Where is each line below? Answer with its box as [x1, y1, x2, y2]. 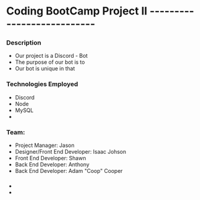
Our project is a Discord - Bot [14, 52, 88, 60]
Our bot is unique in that [14, 65, 75, 72]
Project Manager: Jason [14, 142, 75, 149]
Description [6, 39, 42, 47]
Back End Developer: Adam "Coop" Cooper [14, 167, 123, 175]
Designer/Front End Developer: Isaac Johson [14, 148, 127, 155]
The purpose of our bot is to [14, 58, 86, 66]
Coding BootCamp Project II [6, 4, 148, 18]
